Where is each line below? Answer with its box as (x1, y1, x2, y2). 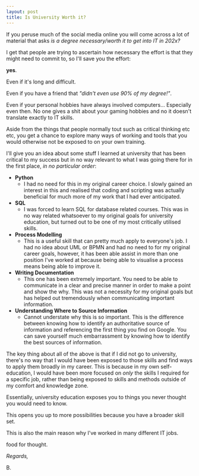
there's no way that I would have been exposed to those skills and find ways (6, 356, 193, 364)
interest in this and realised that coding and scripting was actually (23, 186, 185, 194)
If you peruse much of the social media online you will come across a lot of (6, 30, 189, 38)
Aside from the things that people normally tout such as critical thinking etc (6, 125, 190, 132)
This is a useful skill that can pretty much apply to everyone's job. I (23, 237, 188, 245)
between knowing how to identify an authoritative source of (23, 320, 170, 327)
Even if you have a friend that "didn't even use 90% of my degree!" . (6, 89, 172, 97)
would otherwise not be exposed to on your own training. (6, 138, 146, 145)
